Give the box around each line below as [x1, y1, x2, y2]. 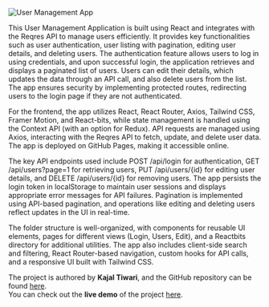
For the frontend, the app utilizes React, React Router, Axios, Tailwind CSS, [8, 107, 255, 116]
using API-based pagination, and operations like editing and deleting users [8, 199, 255, 208]
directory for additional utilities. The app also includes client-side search [8, 240, 247, 249]
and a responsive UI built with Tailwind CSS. [8, 257, 154, 266]
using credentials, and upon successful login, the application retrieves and [8, 57, 255, 67]
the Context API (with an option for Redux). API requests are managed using [8, 124, 260, 133]
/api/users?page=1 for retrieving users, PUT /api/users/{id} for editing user [8, 165, 255, 174]
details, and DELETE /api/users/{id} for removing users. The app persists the [8, 173, 262, 183]
